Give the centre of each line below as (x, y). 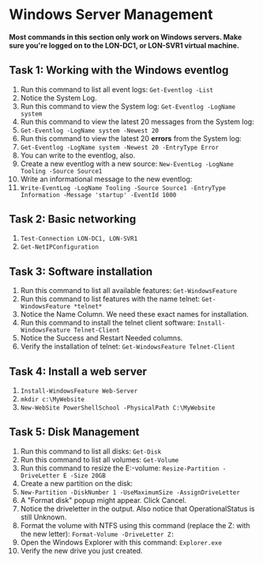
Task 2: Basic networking (73, 219)
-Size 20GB (88, 476)
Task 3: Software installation (81, 271)
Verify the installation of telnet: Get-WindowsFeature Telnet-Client (128, 347)
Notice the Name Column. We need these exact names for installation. (135, 314)
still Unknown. (43, 517)
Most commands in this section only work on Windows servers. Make (126, 36)
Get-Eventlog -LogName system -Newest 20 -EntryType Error (120, 147)
